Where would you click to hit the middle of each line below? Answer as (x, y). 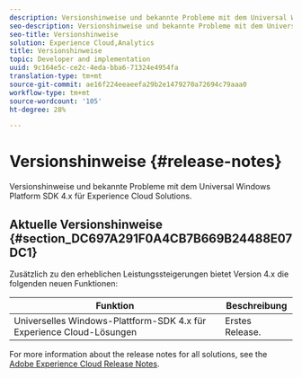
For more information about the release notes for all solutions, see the (138, 354)
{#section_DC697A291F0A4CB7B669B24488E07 (151, 238)
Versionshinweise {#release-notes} (146, 162)
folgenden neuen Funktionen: (64, 283)
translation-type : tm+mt (56, 76)
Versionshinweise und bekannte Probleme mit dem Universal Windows (140, 187)
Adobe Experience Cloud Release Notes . (84, 364)
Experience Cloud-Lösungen (75, 332)
